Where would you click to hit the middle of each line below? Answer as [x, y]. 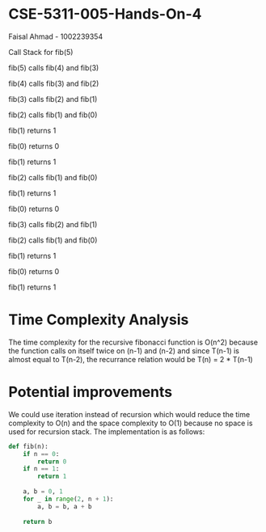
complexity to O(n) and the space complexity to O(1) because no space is [131, 423]
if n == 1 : [41, 469]
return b [38, 521]
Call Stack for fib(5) [41, 52]
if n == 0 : [41, 454]
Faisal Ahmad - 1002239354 [56, 36]
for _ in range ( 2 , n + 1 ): [68, 499]
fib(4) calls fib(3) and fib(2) [54, 83]
